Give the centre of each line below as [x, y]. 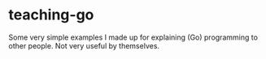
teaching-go [51, 15]
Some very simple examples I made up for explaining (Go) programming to [133, 37]
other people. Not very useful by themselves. [84, 45]
